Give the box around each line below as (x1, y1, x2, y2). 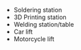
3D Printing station (13, 13, 67, 21)
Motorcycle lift (13, 35, 55, 43)
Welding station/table (13, 21, 74, 28)
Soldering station (13, 6, 62, 14)
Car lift (13, 27, 33, 36)
